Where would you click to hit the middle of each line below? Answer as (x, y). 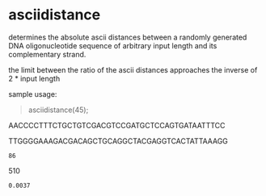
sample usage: (33, 94)
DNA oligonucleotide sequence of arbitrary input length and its (113, 45)
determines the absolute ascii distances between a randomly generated (128, 37)
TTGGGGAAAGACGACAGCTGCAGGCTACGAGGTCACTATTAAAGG (118, 141)
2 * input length (34, 78)
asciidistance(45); (58, 110)
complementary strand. (47, 54)
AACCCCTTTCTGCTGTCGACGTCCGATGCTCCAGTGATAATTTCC (117, 125)
